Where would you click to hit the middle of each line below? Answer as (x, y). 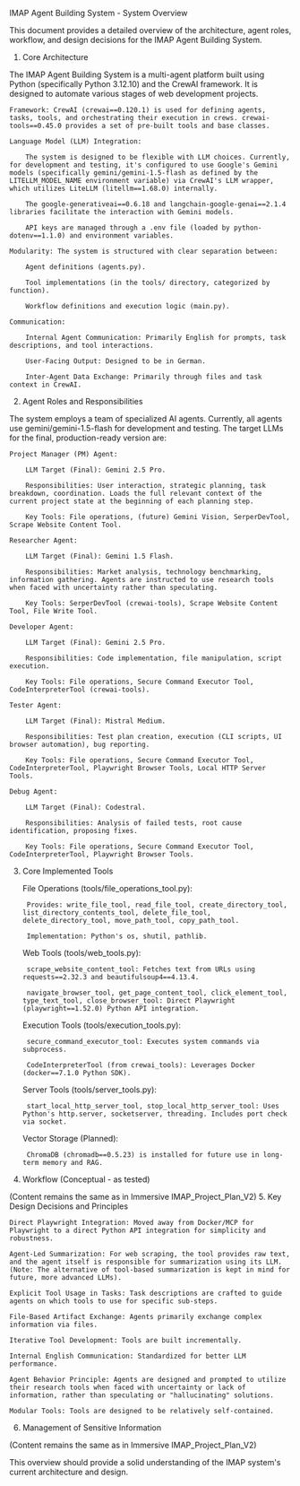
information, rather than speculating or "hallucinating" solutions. (142, 1395)
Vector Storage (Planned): (70, 1138)
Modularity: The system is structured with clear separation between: (144, 251)
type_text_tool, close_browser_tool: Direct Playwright (129, 1001)
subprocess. (44, 1049)
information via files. (54, 1325)
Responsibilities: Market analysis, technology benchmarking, (144, 572)
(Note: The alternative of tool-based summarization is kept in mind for (150, 1270)
